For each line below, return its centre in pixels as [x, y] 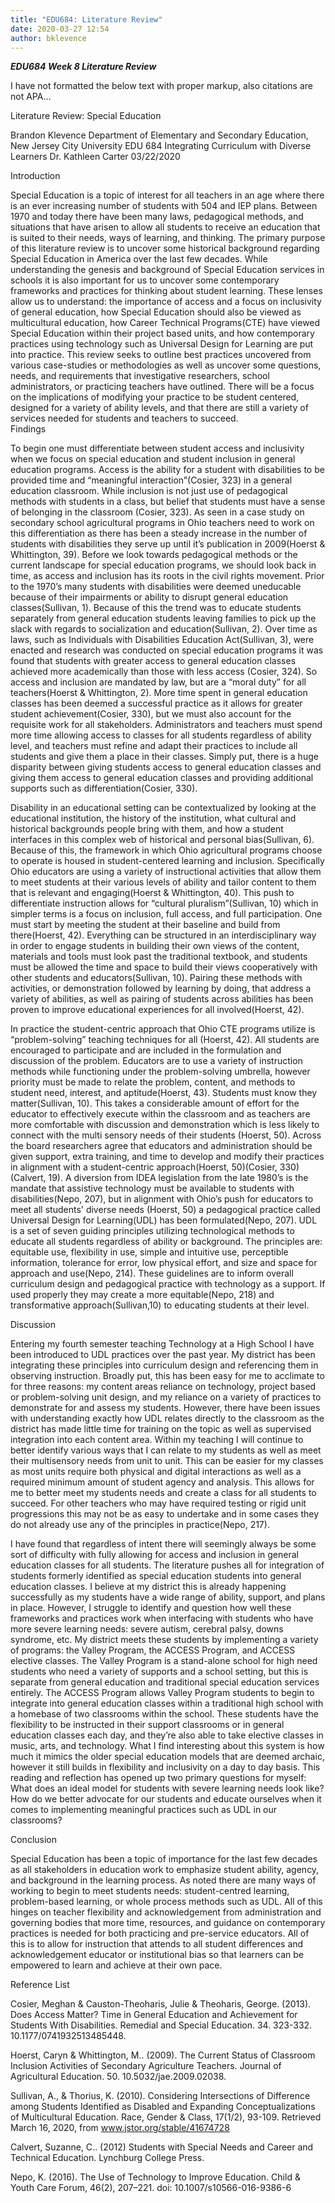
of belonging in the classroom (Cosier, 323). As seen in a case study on [157, 512]
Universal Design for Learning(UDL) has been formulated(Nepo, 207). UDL [164, 1220]
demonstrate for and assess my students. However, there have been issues [165, 1408]
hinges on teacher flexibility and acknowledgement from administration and [166, 1912]
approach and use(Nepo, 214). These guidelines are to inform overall [152, 1273]
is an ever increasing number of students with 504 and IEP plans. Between [164, 206]
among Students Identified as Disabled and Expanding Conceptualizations [163, 2107]
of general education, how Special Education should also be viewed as [156, 312]
